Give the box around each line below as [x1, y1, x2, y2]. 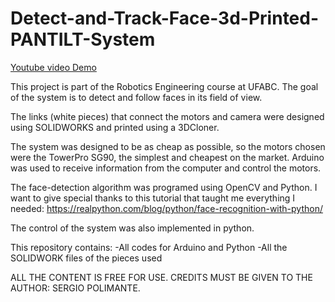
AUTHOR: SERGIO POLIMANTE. [10, 282, 141, 294]
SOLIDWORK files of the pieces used [10, 252, 163, 264]
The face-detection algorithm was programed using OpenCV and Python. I [10, 181, 318, 193]
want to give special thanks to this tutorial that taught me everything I [10, 192, 296, 204]
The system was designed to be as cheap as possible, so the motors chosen [10, 140, 326, 152]
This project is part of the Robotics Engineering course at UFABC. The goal [10, 80, 319, 92]
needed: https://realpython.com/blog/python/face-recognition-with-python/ [10, 202, 323, 214]
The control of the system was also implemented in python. [10, 222, 255, 234]
